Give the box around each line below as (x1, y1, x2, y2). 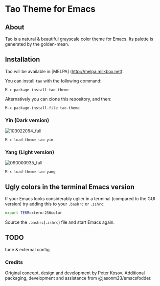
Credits (5, 259, 23, 265)
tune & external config (5, 246, 50, 252)
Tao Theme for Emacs (5, 3, 96, 15)
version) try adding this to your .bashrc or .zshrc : (5, 201, 105, 207)
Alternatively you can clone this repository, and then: (5, 96, 112, 102)
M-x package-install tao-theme (5, 87, 69, 92)
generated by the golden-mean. (5, 41, 69, 47)
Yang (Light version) (5, 149, 55, 156)
